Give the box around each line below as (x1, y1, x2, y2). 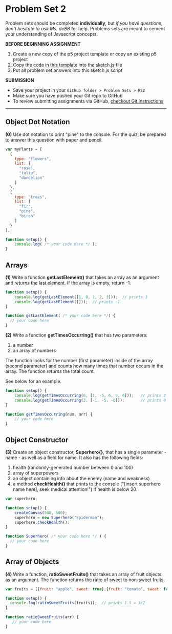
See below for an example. (5, 378, 62, 385)
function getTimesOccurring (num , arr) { (5, 411, 93, 417)
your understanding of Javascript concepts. (5, 31, 98, 37)
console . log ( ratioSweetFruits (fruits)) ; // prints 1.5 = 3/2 (10, 601, 145, 606)
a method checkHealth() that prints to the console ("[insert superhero (12, 481, 161, 487)
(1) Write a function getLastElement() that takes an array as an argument (5, 274, 159, 280)
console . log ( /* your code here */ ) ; (14, 242, 97, 247)
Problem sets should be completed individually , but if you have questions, (5, 20, 163, 26)
